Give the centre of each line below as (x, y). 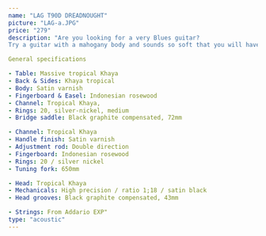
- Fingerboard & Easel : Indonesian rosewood (83, 96)
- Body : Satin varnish (46, 88)
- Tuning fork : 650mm (44, 169)
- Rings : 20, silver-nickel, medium (68, 110)
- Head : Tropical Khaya (47, 183)
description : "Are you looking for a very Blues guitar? (104, 38)
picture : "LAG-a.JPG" (44, 23)
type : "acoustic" (37, 219)
